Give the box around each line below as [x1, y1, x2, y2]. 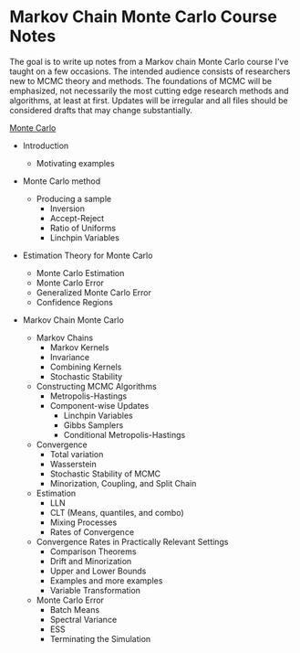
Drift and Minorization [49, 555, 132, 566]
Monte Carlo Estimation [36, 267, 125, 278]
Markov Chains [36, 332, 94, 343]
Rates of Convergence [49, 526, 135, 537]
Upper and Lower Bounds [49, 565, 147, 576]
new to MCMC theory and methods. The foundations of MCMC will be [9, 75, 273, 86]
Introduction [22, 140, 69, 151]
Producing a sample [36, 193, 112, 204]
